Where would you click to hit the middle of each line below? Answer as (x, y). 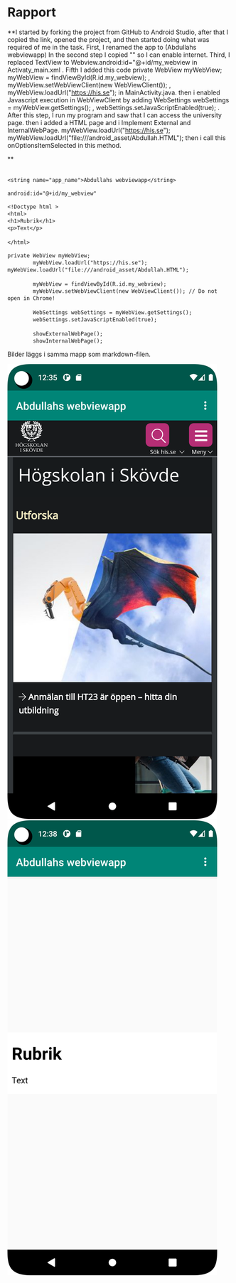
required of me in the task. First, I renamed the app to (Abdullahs (102, 47)
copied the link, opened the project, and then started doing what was (108, 39)
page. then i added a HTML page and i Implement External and (99, 122)
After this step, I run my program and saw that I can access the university (115, 115)
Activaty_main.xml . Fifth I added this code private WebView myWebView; (115, 70)
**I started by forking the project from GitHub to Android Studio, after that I (118, 32)
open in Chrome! (31, 298)
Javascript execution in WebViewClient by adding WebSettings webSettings (118, 100)
